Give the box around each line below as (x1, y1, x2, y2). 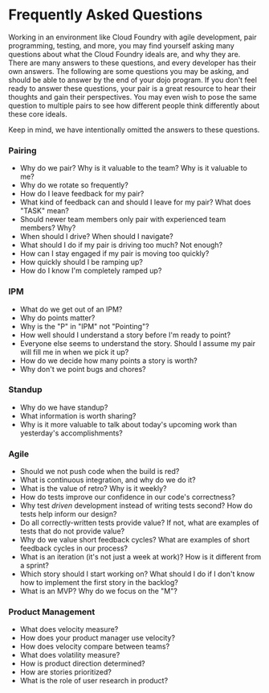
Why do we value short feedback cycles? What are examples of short (19, 535, 251, 545)
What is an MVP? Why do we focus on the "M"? (19, 586, 178, 596)
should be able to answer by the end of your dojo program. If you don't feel (8, 75, 257, 85)
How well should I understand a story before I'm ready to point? (19, 330, 231, 340)
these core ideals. (8, 109, 67, 118)
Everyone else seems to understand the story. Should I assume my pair (19, 338, 255, 348)
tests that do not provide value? (19, 526, 125, 536)
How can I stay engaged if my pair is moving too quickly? (19, 249, 210, 258)
